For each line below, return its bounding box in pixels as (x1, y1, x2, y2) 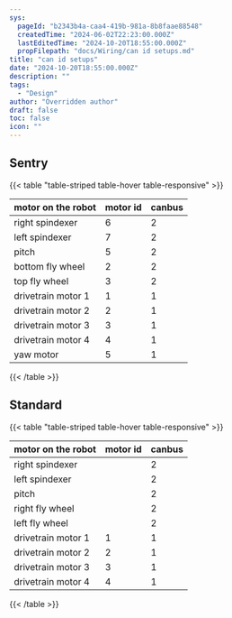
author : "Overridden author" (9, 97, 119, 106)
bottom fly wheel (13, 260, 85, 272)
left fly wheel (13, 516, 69, 529)
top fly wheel (13, 274, 69, 287)
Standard (9, 398, 63, 413)
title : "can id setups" (9, 55, 99, 64)
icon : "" (9, 123, 42, 132)
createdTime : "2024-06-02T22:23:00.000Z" (17, 30, 175, 39)
